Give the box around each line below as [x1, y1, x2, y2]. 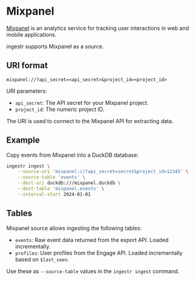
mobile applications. [6, 30, 56, 38]
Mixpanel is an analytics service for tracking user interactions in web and [6, 24, 190, 32]
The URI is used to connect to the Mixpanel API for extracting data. [6, 117, 174, 124]
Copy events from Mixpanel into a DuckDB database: [6, 151, 139, 158]
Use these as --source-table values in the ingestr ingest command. [6, 267, 180, 275]
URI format [6, 60, 48, 71]
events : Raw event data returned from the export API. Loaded [15, 236, 169, 243]
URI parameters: [6, 87, 47, 94]
